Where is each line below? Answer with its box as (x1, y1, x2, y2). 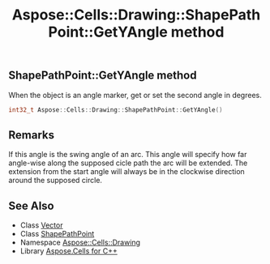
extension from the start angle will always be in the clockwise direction (8, 167, 245, 177)
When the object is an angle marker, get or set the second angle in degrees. (8, 90, 262, 100)
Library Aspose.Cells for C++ (19, 246, 118, 256)
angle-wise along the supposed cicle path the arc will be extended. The (8, 158, 248, 168)
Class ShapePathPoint (19, 229, 95, 239)
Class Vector (19, 220, 63, 230)
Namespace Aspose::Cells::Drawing (19, 237, 140, 248)
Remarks (8, 128, 55, 142)
